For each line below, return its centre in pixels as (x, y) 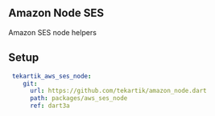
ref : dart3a (50, 106)
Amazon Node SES (56, 13)
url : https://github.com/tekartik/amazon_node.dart (118, 91)
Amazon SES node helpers (52, 32)
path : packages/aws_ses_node (79, 98)
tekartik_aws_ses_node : (52, 76)
